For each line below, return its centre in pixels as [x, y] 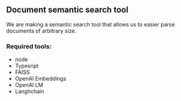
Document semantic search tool [67, 10]
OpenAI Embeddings [41, 79]
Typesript [27, 66]
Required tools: [29, 46]
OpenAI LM [29, 85]
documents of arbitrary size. [41, 31]
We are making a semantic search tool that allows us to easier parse [91, 24]
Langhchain [29, 91]
